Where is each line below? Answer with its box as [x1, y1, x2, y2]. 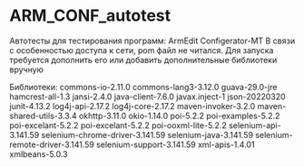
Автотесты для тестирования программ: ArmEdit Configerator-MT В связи [9, 35, 296, 46]
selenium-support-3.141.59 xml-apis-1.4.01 [96, 139, 256, 150]
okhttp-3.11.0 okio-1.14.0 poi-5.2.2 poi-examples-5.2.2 [78, 110, 280, 121]
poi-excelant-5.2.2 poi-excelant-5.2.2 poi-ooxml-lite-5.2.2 [9, 119, 227, 131]
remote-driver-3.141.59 [9, 139, 95, 150]
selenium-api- [228, 119, 281, 131]
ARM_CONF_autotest [9, 5, 171, 26]
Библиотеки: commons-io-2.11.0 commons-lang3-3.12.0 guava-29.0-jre [9, 81, 278, 92]
